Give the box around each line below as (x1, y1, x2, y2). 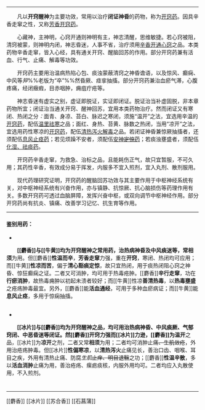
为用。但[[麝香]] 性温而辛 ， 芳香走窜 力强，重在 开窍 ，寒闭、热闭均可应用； (12, 254, 196, 262)
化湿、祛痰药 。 (6, 143, 44, 150)
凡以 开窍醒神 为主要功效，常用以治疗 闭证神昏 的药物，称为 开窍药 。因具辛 (17, 13, 199, 20)
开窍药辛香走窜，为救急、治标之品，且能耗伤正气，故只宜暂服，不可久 (17, 156, 193, 163)
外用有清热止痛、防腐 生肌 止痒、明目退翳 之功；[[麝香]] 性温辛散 (27, 354, 185, 361)
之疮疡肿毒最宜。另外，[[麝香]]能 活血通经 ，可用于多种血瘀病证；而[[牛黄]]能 (6, 285, 198, 292)
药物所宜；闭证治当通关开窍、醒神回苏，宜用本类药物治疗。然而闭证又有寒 (6, 105, 193, 112)
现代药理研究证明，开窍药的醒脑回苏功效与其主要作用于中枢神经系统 (17, 177, 188, 183)
